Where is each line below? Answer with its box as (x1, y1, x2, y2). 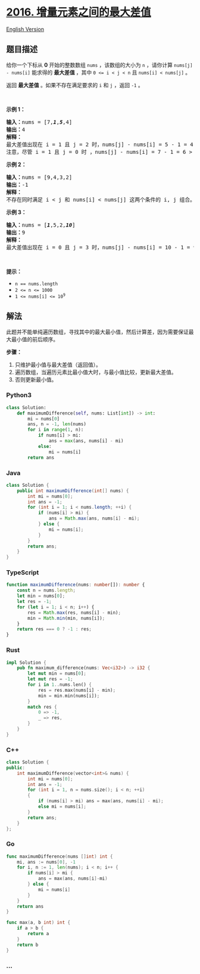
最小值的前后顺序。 (11, 335, 58, 343)
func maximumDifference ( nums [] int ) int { (6, 854, 113, 859)
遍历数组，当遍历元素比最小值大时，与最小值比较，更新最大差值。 (14, 368, 177, 376)
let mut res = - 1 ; (27, 676, 73, 682)
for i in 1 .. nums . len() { (27, 682, 92, 688)
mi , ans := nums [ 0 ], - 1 (17, 859, 76, 865)
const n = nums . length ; (17, 588, 76, 593)
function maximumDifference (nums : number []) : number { (6, 582, 145, 588)
